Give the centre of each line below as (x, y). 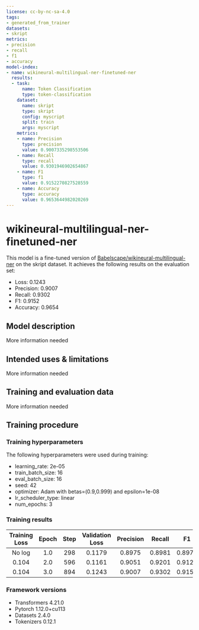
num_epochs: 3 (33, 504)
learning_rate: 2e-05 (40, 467)
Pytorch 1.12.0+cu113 (40, 609)
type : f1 (33, 178)
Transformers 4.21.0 (39, 603)
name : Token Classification (57, 89)
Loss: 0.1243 (30, 282)
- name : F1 (30, 172)
